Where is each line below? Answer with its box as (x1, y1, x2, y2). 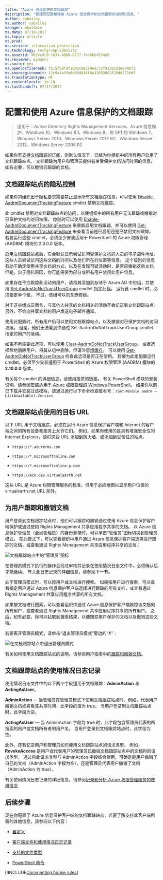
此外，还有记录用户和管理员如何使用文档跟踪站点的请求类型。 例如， (5, 742, 142, 748)
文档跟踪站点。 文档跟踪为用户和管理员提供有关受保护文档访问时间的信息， (5, 158, 155, 164)
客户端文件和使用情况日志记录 (12, 839, 72, 845)
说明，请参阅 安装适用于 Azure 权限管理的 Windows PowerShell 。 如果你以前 (5, 382, 158, 388)
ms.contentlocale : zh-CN (5, 79, 55, 84)
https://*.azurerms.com (12, 445, 61, 449)
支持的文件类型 (12, 849, 42, 855)
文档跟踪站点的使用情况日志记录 (5, 667, 101, 675)
